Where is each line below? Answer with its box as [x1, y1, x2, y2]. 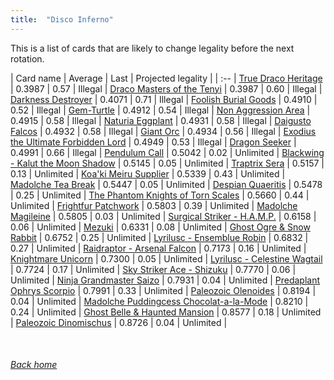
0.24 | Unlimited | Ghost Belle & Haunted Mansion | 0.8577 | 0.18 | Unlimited [10, 306, 322, 318]
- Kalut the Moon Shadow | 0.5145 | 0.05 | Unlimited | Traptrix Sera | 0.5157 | [10, 157, 325, 169]
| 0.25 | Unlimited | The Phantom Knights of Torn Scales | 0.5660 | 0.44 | [10, 189, 310, 201]
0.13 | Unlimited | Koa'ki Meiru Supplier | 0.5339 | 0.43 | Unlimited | [10, 167, 286, 180]
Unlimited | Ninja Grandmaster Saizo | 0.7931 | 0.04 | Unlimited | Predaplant [10, 274, 320, 286]
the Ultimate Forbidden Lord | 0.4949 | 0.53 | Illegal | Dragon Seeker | [10, 136, 297, 148]
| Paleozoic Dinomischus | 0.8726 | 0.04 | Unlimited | [10, 316, 228, 328]
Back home [10, 359, 58, 371]
